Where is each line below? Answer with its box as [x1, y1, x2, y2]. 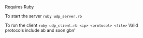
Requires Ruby [5, 4, 34, 9]
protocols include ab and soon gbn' [5, 28, 76, 33]
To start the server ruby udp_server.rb [5, 13, 82, 19]
